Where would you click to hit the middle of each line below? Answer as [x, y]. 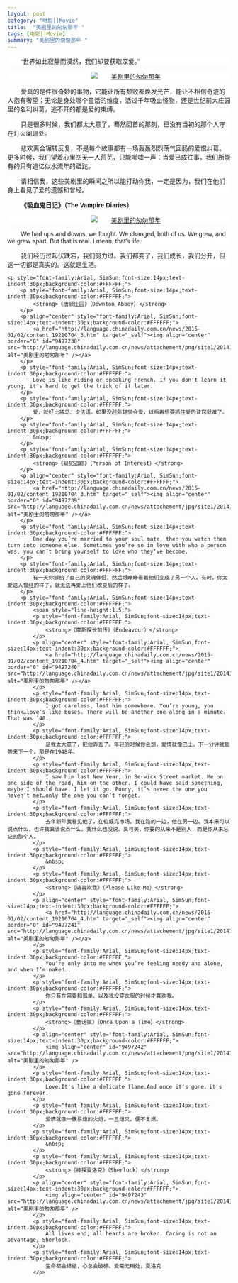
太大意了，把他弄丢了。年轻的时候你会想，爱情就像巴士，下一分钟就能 [143, 745]
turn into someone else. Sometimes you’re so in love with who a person [117, 546]
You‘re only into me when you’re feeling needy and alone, [134, 964]
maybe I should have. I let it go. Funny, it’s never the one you [107, 789]
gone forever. [28, 1094]
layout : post [27, 14]
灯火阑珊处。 [32, 133]
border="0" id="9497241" [44, 925]
